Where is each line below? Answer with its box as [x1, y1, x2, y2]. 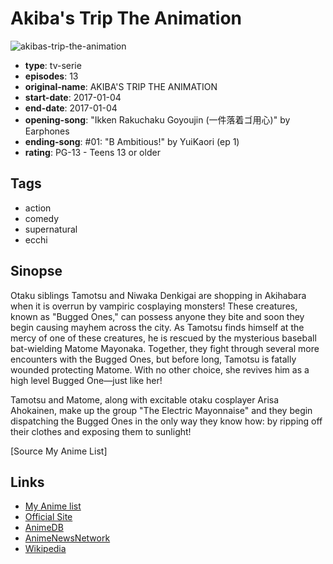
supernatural [24, 223, 78, 235]
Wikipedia [24, 543, 67, 555]
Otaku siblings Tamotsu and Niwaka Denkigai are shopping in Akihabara [10, 289, 307, 301]
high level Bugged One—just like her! [10, 374, 163, 386]
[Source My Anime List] [10, 445, 108, 457]
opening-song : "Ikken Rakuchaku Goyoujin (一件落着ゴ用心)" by [24, 113, 291, 126]
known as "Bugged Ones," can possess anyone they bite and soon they [10, 310, 305, 322]
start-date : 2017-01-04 [24, 91, 122, 103]
